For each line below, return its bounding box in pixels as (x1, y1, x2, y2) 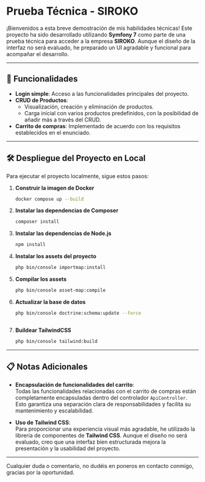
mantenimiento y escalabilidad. (15, 407, 93, 414)
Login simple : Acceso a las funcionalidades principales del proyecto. (15, 90, 189, 97)
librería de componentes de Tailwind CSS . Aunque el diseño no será (15, 431, 187, 439)
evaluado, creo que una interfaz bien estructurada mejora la (15, 438, 166, 445)
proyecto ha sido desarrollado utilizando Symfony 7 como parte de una (6, 31, 186, 38)
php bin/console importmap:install (15, 264, 106, 271)
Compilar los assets (15, 276, 67, 283)
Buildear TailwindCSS (15, 326, 71, 334)
